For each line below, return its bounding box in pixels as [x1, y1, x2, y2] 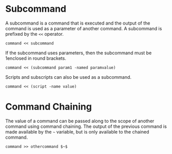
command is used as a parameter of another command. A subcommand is [5, 25, 162, 31]
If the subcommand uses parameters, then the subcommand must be [5, 50, 152, 56]
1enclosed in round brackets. [5, 55, 67, 61]
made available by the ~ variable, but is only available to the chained [5, 128, 149, 135]
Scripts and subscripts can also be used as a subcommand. [5, 74, 132, 80]
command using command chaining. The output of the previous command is [5, 123, 167, 129]
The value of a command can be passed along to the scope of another [5, 118, 155, 124]
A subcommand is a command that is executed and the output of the [5, 20, 150, 26]
